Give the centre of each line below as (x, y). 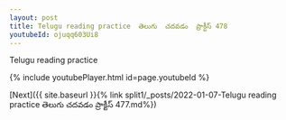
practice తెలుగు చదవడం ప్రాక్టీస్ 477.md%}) (83, 105)
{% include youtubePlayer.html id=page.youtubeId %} (110, 78)
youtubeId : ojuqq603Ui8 (54, 34)
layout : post (34, 18)
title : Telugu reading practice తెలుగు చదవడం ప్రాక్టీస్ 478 (119, 26)
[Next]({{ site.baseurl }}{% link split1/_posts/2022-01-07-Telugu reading (143, 95)
